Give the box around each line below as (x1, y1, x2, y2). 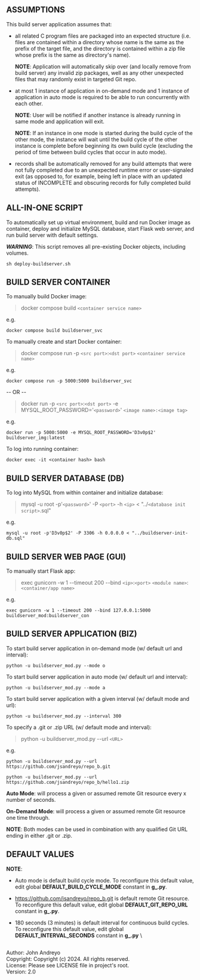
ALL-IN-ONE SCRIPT (6, 203, 84, 213)
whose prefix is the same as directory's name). (14, 51, 131, 59)
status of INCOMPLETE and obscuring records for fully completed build (14, 179, 191, 186)
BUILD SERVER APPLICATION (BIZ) (6, 629, 137, 639)
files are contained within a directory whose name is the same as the (14, 38, 184, 45)
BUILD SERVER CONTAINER (6, 277, 110, 288)
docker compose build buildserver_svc (6, 328, 103, 334)
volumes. (6, 249, 29, 257)
